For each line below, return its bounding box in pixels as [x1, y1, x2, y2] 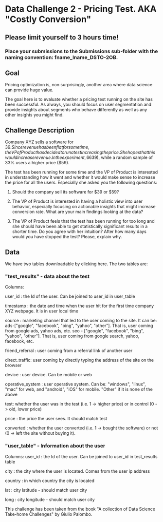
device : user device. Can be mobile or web [5, 372, 92, 378]
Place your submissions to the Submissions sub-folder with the [5, 48, 158, 55]
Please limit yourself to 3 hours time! [5, 33, 119, 41]
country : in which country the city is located [5, 478, 95, 483]
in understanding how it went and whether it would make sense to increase [5, 174, 156, 180]
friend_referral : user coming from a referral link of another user [5, 348, 133, 354]
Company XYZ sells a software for [5, 139, 74, 145]
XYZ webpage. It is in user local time [5, 308, 79, 314]
